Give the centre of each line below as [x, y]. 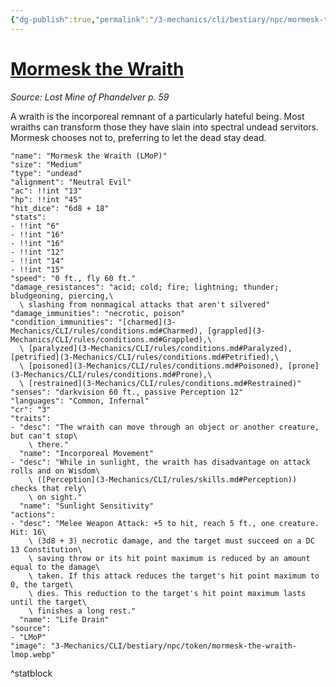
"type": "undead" [46, 173]
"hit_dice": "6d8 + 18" [60, 208]
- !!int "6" [35, 226]
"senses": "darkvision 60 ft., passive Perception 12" [127, 392]
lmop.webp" [33, 654]
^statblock [31, 673]
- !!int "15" [37, 269]
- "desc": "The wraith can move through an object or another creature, [165, 427]
